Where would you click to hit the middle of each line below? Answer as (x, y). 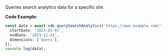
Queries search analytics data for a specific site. (55, 7)
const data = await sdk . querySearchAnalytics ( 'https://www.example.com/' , (85, 26)
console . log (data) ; (25, 49)
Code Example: (21, 17)
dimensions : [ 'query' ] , (34, 40)
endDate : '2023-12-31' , (34, 35)
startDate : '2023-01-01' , (37, 30)
